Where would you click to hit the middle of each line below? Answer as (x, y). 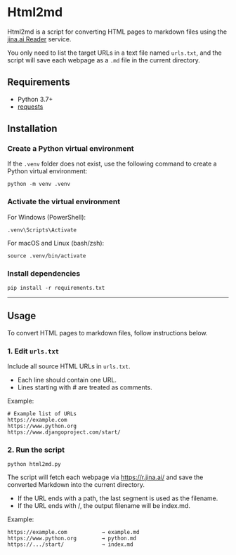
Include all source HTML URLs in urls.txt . (69, 366)
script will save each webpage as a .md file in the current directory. (104, 60)
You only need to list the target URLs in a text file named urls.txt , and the (115, 53)
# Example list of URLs (42, 414)
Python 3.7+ (35, 99)
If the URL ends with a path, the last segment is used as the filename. (118, 498)
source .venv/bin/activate (47, 256)
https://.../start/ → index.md (70, 544)
